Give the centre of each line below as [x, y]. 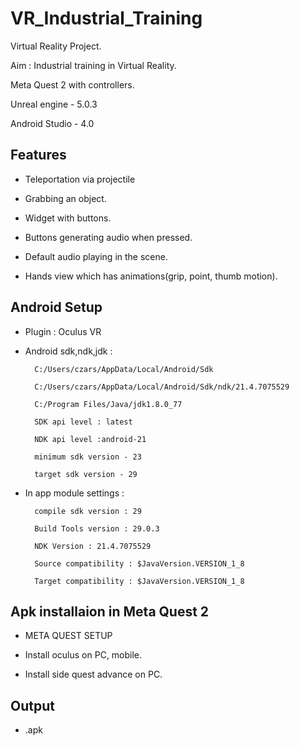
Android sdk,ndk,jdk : [68, 351]
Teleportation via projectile [80, 179]
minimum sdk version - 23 [88, 457]
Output [32, 705]
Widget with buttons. [68, 218]
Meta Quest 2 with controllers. [72, 84]
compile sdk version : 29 [88, 511]
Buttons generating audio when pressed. [108, 237]
